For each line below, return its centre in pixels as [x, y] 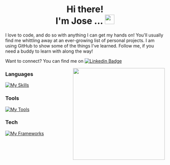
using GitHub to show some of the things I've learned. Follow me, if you [80, 46]
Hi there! [85, 9]
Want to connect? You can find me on [44, 61]
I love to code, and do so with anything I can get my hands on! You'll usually [84, 35]
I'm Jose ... [79, 21]
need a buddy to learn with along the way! [49, 51]
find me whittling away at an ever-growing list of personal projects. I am [80, 40]
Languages [19, 74]
